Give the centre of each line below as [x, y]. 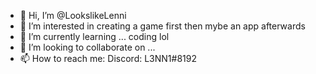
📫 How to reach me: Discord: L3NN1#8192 [108, 58]
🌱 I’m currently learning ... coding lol [94, 36]
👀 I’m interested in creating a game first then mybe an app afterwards [162, 26]
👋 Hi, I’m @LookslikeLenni [73, 15]
